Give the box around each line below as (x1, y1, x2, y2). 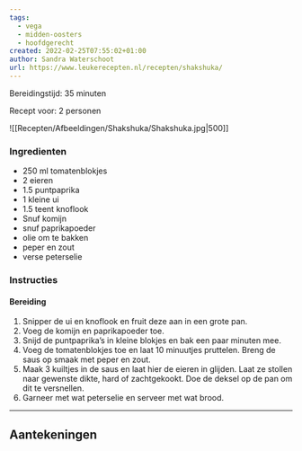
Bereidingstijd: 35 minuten (9, 87, 106, 99)
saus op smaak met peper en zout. (22, 354, 151, 365)
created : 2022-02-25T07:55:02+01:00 (9, 47, 147, 56)
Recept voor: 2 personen (9, 105, 102, 116)
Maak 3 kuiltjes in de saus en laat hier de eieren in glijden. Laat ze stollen (22, 364, 293, 375)
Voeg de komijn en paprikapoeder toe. (22, 325, 164, 337)
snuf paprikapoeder (22, 223, 96, 234)
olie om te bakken (22, 233, 89, 243)
